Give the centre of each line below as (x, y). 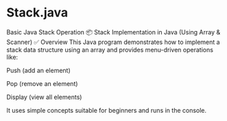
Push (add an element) (39, 70)
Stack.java (37, 13)
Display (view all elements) (44, 97)
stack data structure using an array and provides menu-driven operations (110, 49)
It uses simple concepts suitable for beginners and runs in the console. (107, 110)
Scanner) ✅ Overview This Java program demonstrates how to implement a (113, 42)
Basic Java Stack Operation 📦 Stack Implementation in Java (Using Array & (113, 32)
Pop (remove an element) (42, 83)
